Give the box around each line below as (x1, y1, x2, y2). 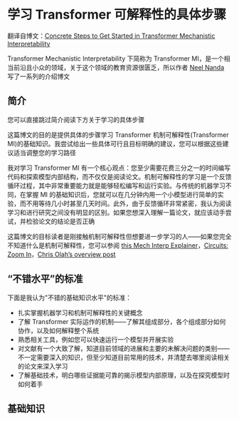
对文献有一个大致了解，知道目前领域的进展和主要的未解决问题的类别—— (17, 344, 230, 352)
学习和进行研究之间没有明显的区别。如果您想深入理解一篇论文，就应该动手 (7, 208, 225, 216)
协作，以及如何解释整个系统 (17, 326, 100, 335)
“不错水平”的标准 (7, 273, 83, 285)
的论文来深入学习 (17, 362, 68, 370)
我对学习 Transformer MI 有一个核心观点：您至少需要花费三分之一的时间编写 (7, 163, 231, 172)
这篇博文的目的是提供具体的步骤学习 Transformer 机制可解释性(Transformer (7, 130, 229, 139)
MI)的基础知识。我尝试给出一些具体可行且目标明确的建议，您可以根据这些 (7, 139, 223, 148)
